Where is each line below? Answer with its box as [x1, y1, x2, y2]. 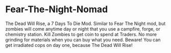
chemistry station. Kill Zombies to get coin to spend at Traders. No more [5, 31, 157, 37]
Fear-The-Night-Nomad [5, 4, 108, 15]
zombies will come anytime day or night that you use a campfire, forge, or [5, 25, 161, 32]
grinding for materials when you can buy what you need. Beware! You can [5, 37, 161, 43]
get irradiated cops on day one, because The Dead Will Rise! [5, 42, 133, 48]
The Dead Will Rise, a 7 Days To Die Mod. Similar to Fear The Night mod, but [5, 20, 166, 26]
